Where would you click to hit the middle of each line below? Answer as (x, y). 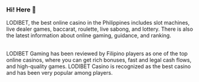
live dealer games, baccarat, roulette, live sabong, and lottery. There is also (100, 29)
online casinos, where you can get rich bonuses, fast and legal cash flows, (99, 60)
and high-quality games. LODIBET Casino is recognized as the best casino (99, 66)
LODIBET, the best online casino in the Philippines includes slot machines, (98, 23)
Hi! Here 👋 (21, 10)
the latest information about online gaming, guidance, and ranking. (89, 36)
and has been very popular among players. (59, 73)
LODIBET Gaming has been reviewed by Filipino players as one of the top (97, 54)
